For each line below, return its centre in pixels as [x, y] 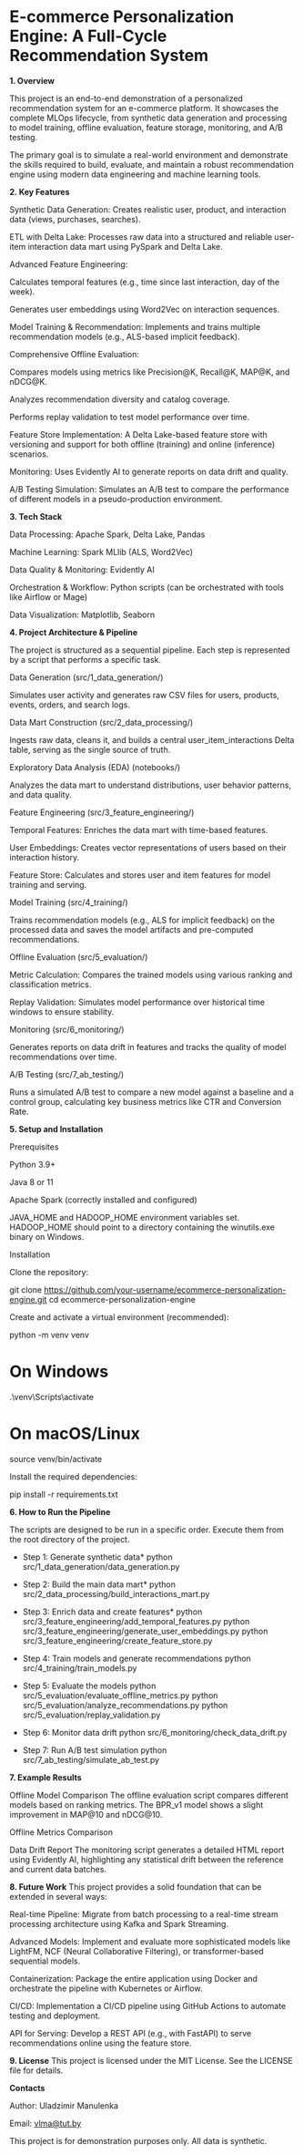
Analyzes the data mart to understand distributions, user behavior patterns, [151, 785]
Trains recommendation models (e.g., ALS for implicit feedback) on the [142, 920]
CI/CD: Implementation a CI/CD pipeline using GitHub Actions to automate [148, 2005]
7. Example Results [45, 1777]
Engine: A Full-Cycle [88, 36]
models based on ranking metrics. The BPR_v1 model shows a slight [136, 1804]
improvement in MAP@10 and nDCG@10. [86, 1814]
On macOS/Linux [75, 1434]
